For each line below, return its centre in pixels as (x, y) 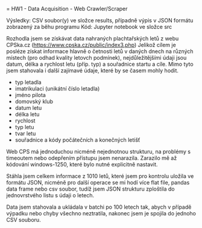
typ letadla (28, 82)
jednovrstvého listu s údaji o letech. (50, 195)
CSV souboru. (24, 220)
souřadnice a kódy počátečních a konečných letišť (77, 140)
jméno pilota (30, 95)
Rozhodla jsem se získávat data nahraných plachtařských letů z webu (93, 38)
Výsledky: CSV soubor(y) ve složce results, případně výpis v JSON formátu (100, 20)
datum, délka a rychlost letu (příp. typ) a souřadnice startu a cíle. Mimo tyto (100, 64)
